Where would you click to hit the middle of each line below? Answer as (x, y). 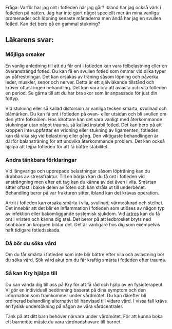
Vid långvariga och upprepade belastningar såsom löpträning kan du (78, 171)
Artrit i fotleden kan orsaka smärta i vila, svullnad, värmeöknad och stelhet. (84, 203)
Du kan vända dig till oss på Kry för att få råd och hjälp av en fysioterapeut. (85, 284)
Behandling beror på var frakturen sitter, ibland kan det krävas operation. (82, 192)
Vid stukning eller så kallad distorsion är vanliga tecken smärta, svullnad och (86, 108)
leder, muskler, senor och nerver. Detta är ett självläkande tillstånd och (80, 82)
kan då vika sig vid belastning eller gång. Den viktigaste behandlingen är (82, 136)
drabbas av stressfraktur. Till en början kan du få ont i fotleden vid (75, 176)
